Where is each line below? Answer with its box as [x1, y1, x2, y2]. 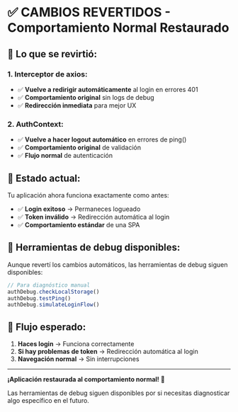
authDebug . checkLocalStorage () [7, 288, 100, 295]
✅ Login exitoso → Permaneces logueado [17, 205, 141, 213]
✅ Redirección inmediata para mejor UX [17, 101, 137, 110]
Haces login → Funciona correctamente [17, 340, 135, 348]
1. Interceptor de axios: [7, 69, 88, 79]
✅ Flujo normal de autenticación [17, 151, 113, 160]
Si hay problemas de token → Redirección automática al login [17, 348, 198, 356]
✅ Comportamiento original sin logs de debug [17, 93, 154, 101]
